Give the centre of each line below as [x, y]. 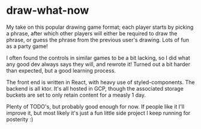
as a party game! [27, 46]
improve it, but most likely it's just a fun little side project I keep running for [98, 113]
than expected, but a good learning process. [61, 70]
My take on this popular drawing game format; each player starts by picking [100, 27]
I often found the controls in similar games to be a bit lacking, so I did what [98, 58]
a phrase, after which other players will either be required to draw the [92, 33]
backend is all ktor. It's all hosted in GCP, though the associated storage [95, 88]
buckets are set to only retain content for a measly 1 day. [76, 95]
